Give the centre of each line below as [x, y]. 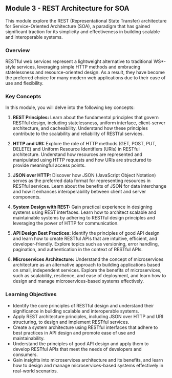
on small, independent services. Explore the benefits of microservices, [87, 270]
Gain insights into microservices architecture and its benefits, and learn [88, 360]
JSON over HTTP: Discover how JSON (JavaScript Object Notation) [84, 175]
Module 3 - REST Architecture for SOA [67, 8]
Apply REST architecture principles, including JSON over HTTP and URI [88, 316]
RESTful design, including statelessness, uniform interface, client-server [89, 123]
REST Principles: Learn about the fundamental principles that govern [86, 118]
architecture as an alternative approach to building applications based [86, 265]
